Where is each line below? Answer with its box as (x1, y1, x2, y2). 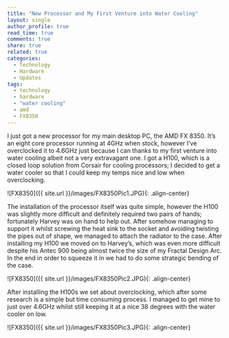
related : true (7, 49, 48, 56)
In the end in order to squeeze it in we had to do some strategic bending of (7, 253, 219, 262)
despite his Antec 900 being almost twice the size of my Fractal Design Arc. (7, 246, 222, 255)
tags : (7, 81, 23, 88)
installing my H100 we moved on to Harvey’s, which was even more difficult (7, 239, 221, 247)
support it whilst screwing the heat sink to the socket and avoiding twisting (7, 224, 219, 232)
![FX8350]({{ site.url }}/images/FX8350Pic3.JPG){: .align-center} (7, 323, 191, 331)
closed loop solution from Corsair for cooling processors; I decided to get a (7, 161, 220, 169)
